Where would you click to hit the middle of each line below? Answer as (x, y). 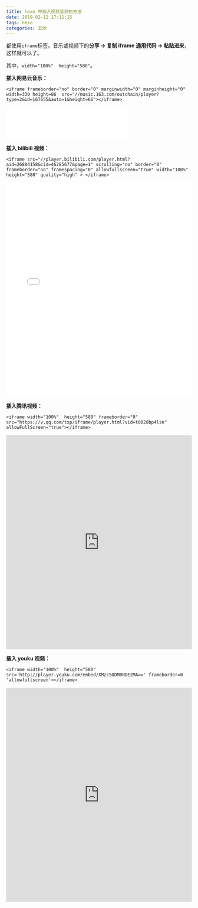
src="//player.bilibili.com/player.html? (79, 160)
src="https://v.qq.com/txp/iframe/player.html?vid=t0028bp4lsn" (87, 422)
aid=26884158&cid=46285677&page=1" (50, 165)
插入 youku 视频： (28, 659)
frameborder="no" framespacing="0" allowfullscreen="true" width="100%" (97, 170)
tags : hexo (19, 22)
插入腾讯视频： (24, 406)
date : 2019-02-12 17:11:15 (39, 17)
